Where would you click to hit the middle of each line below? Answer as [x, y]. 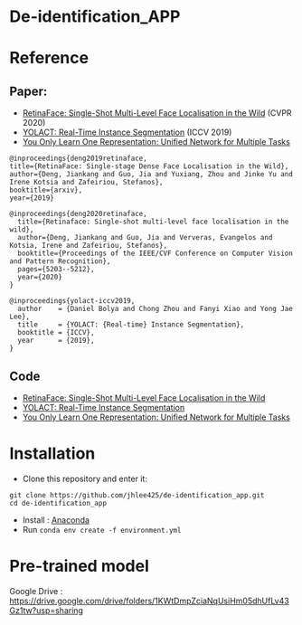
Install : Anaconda [56, 520]
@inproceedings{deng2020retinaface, [78, 214]
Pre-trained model [79, 566]
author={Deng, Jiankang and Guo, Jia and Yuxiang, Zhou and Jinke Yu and [151, 175]
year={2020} [40, 278]
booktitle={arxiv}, [46, 190]
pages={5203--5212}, [56, 270]
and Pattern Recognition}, [60, 261]
